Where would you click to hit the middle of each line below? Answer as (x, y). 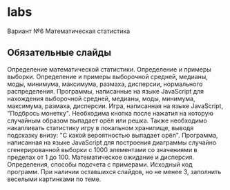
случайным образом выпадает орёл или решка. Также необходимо (107, 120)
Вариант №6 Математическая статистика (69, 31)
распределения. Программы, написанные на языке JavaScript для (106, 91)
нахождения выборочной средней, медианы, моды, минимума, (101, 98)
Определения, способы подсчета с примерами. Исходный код (100, 164)
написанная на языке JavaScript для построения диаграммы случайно (112, 142)
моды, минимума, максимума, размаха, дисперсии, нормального (105, 84)
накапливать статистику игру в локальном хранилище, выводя (100, 127)
